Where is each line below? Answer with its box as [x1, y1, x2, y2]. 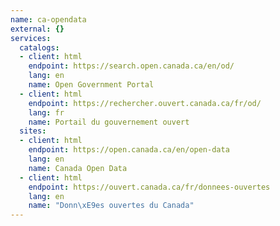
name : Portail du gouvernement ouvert [28, 117, 190, 127]
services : [10, 33, 52, 43]
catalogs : [19, 42, 60, 53]
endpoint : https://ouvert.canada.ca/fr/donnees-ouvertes [28, 182, 271, 192]
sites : [19, 126, 47, 136]
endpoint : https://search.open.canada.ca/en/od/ [28, 61, 235, 71]
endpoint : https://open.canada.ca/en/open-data [28, 145, 230, 155]
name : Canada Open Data [28, 163, 128, 173]
